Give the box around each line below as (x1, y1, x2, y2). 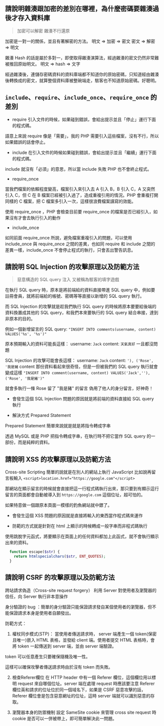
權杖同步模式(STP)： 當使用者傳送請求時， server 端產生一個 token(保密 (12, 631, 157, 637)
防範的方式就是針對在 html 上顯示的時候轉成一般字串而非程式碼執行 (12, 523, 148, 529)
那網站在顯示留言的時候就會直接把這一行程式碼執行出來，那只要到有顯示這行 (5, 486, 159, 492)
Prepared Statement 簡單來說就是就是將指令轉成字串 (5, 423, 111, 429)
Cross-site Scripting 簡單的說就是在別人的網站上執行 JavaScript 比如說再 (5, 469, 152, 475)
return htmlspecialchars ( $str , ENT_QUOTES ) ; (14, 554, 106, 559)
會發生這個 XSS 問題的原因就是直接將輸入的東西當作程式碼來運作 (12, 513, 143, 519)
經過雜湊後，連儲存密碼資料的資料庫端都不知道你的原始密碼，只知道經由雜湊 (5, 71, 159, 77)
